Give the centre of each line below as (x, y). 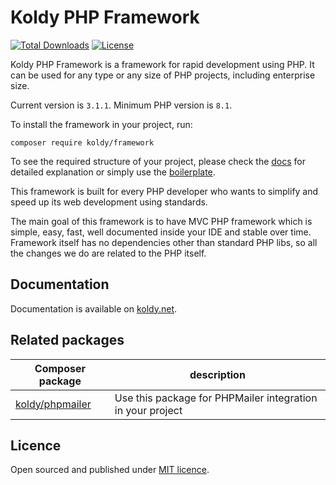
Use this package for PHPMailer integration (216, 398)
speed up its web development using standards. (109, 202)
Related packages (67, 340)
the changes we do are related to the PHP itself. (108, 253)
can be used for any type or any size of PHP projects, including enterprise (163, 75)
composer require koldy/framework (82, 142)
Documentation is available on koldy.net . (94, 308)
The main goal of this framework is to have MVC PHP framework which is (161, 221)
